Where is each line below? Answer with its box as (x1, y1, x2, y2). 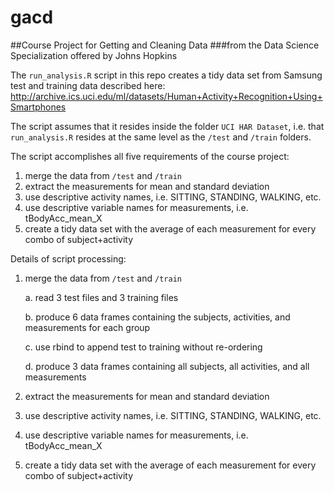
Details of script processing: (10, 252, 127, 265)
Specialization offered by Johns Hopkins (10, 49, 178, 61)
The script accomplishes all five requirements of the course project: (10, 150, 290, 162)
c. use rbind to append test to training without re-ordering (24, 341, 263, 353)
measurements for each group (24, 321, 151, 333)
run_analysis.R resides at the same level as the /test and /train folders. (10, 131, 312, 143)
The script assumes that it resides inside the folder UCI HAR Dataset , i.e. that (10, 120, 325, 132)
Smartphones (10, 101, 67, 113)
